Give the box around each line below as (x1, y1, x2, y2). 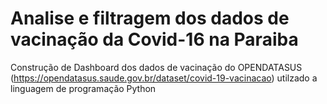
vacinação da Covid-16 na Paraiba (10, 28, 299, 51)
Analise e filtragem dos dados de (10, 7, 290, 30)
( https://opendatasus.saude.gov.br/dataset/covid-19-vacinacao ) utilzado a (10, 72, 318, 84)
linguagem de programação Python (10, 82, 157, 94)
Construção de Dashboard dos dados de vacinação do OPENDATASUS (10, 61, 303, 73)
